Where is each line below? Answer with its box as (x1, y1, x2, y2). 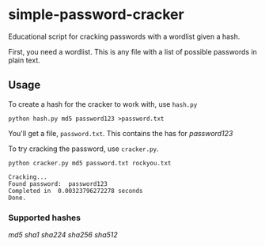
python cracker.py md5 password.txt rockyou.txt (8, 159, 172, 167)
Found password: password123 (8, 180, 108, 187)
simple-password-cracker (8, 6, 184, 24)
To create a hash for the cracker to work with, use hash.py (8, 99, 198, 108)
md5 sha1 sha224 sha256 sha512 (8, 230, 119, 240)
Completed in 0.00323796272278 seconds (8, 187, 144, 195)
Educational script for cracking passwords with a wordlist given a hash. (8, 32, 240, 41)
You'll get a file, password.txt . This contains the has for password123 (8, 128, 233, 138)
